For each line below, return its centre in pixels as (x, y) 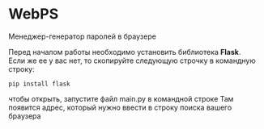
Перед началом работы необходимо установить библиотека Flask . (125, 52)
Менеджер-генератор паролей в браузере (82, 36)
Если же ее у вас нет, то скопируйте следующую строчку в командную (132, 60)
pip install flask (39, 84)
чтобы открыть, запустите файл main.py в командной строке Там (121, 98)
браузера (25, 116)
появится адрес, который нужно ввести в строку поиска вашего (120, 107)
